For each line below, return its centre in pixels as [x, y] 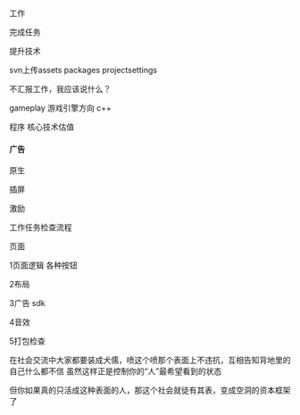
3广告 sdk [28, 303]
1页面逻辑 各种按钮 [43, 265]
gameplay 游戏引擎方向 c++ [60, 108]
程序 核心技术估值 [42, 127]
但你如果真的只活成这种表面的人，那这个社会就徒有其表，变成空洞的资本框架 [150, 390]
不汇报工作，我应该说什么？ [60, 89]
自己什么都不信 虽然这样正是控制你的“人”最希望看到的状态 [116, 371]
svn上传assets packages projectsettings [83, 70]
